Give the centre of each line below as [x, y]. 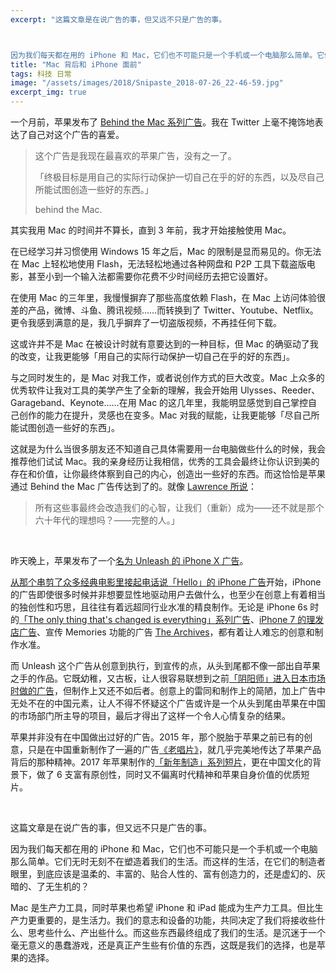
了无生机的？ [63, 886]
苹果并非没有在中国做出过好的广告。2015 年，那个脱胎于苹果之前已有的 [157, 737]
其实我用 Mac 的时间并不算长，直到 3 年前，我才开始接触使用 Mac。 [151, 230]
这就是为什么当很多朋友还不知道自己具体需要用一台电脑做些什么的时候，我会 [168, 449]
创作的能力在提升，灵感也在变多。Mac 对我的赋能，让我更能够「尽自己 [165, 415]
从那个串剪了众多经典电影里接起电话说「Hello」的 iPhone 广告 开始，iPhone [166, 582]
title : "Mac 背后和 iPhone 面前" [76, 64]
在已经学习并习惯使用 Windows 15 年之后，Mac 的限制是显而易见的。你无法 [166, 251]
